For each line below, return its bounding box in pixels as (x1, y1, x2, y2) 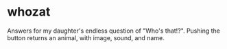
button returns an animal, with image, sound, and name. (7, 33, 165, 42)
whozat (7, 4, 51, 20)
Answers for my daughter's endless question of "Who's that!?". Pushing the (7, 27, 221, 35)
